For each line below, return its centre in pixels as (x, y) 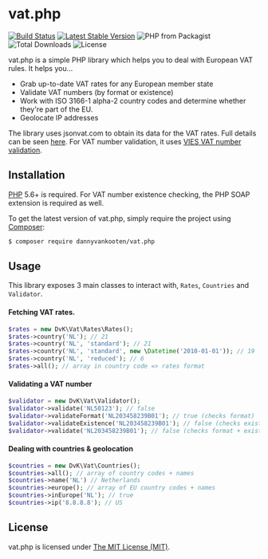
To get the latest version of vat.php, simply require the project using (120, 218)
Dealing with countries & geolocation (71, 449)
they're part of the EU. (56, 109)
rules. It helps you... (41, 68)
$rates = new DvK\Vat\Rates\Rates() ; (71, 329)
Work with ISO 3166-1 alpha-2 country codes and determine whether (133, 100)
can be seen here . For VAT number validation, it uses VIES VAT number (125, 141)
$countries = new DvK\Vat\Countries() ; (75, 466)
